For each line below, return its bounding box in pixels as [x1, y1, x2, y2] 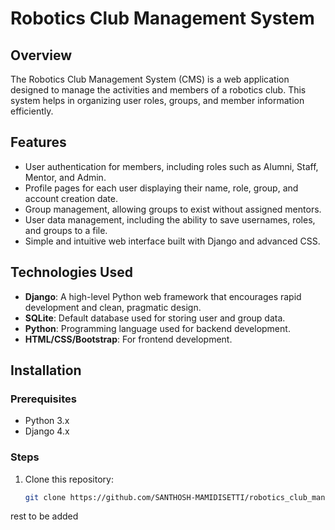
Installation [10, 362, 82, 379]
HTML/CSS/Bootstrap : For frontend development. [24, 333, 233, 345]
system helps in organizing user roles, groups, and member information [10, 95, 305, 106]
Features [10, 134, 67, 151]
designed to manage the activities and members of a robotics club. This [10, 84, 307, 96]
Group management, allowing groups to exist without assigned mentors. [24, 203, 322, 215]
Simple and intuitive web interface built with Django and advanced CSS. [24, 235, 321, 247]
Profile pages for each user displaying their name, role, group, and [24, 182, 299, 194]
